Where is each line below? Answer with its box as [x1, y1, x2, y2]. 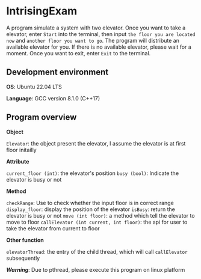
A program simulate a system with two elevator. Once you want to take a [6, 24, 186, 31]
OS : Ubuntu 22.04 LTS [6, 83, 62, 90]
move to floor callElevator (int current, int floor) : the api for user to [6, 218, 188, 225]
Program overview [6, 112, 77, 123]
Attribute [6, 158, 29, 165]
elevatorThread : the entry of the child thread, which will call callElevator [6, 248, 188, 255]
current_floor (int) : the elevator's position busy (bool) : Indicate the [6, 170, 179, 177]
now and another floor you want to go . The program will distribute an [6, 37, 179, 44]
